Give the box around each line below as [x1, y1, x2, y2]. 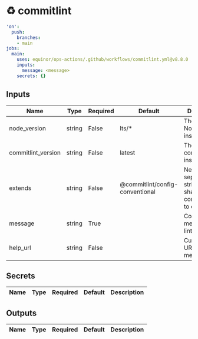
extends [9, 184, 32, 192]
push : [11, 29, 25, 35]
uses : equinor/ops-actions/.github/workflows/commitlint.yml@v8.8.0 [16, 57, 189, 62]
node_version [9, 124, 46, 132]
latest [120, 149, 136, 157]
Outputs [6, 308, 37, 318]
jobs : [6, 45, 19, 51]
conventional [120, 187, 156, 196]
